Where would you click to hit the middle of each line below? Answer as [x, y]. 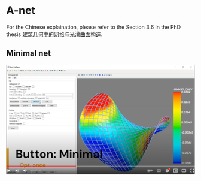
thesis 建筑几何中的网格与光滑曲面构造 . [54, 34]
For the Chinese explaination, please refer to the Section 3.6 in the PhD [94, 27]
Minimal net [29, 54]
